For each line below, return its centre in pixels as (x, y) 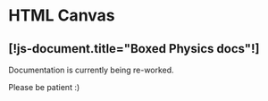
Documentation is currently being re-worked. (92, 70)
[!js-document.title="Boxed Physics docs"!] (134, 49)
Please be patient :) (44, 87)
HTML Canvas (62, 16)
